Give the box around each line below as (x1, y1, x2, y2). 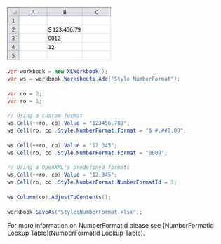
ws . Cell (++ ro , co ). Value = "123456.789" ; (7, 120, 130, 127)
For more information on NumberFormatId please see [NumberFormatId (7, 221, 214, 229)
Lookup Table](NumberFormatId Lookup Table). (7, 229, 145, 237)
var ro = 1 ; (7, 97, 42, 104)
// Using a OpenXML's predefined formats (7, 164, 130, 171)
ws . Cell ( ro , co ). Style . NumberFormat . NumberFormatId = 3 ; (7, 179, 178, 186)
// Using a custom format (7, 112, 83, 119)
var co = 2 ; (7, 90, 42, 97)
